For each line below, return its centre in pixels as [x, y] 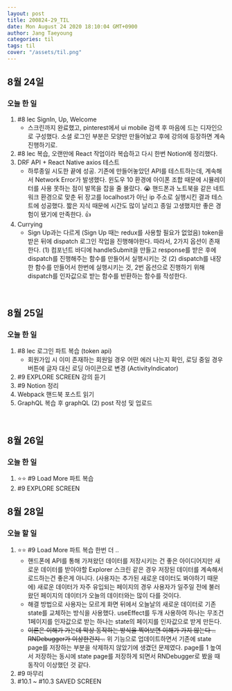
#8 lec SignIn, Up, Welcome [57, 119]
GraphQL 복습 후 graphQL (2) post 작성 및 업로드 [85, 403]
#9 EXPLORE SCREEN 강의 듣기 [61, 377]
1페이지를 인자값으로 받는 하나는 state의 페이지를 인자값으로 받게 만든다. [124, 621]
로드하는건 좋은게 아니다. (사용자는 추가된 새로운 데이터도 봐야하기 [116, 578]
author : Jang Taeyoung [40, 33]
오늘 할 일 [22, 534]
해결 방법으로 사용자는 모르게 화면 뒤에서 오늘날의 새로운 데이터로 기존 [122, 604]
